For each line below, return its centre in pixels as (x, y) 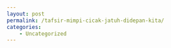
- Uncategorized (43, 34)
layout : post (26, 14)
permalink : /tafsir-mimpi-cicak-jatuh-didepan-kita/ (85, 20)
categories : (24, 27)
